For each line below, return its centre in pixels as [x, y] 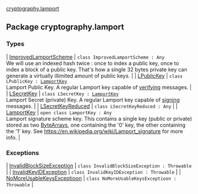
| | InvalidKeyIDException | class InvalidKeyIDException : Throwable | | [94, 172]
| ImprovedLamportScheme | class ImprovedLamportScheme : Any [85, 57]
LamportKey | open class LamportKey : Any [59, 112]
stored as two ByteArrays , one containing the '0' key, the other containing [96, 125]
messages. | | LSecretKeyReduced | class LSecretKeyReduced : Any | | [92, 106]
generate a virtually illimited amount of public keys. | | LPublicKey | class [95, 76]
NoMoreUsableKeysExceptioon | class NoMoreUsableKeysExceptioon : [91, 178]
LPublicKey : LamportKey [37, 81]
